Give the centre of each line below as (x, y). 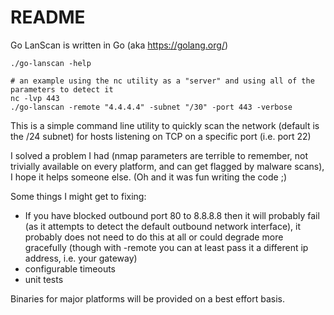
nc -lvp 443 (35, 98)
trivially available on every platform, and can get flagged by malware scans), (167, 166)
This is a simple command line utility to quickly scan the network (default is (165, 125)
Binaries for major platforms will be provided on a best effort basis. (148, 298)
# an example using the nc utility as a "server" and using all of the (162, 81)
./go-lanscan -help (51, 63)
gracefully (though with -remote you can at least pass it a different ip (166, 247)
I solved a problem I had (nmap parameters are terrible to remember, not (159, 155)
